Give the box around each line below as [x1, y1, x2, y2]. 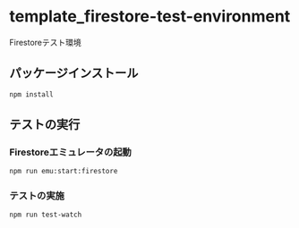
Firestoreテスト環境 [9, 37, 82, 47]
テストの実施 [9, 190, 65, 202]
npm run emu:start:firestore [9, 167, 118, 176]
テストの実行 [9, 117, 81, 132]
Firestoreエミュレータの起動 [9, 146, 132, 158]
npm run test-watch [9, 210, 82, 220]
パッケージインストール [9, 65, 139, 81]
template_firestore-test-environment [9, 6, 291, 27]
